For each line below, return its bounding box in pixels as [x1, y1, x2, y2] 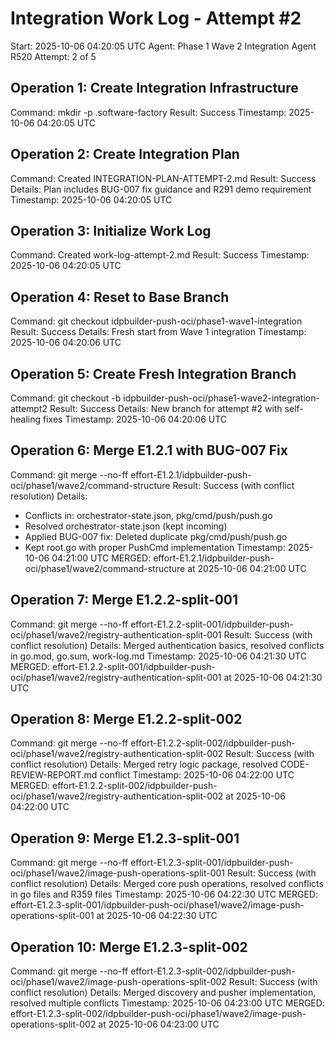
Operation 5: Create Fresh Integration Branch [10, 365, 297, 382]
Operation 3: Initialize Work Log [10, 222, 212, 239]
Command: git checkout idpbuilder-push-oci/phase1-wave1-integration [10, 315, 303, 327]
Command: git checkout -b [10, 392, 122, 404]
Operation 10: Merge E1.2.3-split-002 [10, 938, 248, 956]
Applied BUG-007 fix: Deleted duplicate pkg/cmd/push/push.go [24, 530, 288, 542]
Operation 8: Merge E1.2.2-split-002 [10, 711, 243, 728]
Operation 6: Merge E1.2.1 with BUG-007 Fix [10, 442, 288, 459]
